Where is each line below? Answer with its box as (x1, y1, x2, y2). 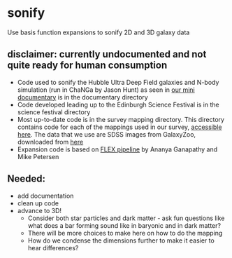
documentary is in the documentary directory (17, 93, 148, 101)
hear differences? (27, 243, 79, 252)
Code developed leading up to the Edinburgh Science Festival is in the (17, 100, 219, 109)
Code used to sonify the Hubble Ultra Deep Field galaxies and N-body (17, 78, 219, 86)
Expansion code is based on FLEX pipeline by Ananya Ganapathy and (17, 145, 218, 154)
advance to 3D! (17, 206, 61, 215)
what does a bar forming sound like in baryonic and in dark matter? (27, 221, 222, 229)
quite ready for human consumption (7, 60, 168, 72)
